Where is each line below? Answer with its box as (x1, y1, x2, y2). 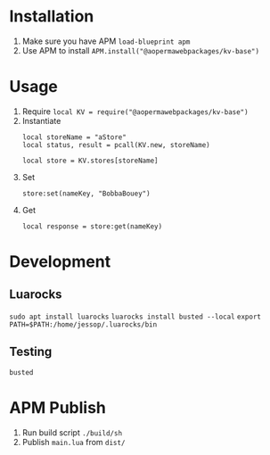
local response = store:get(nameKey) (21, 221, 163, 231)
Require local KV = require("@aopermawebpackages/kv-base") (21, 105, 249, 117)
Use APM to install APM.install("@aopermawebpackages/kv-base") (21, 45, 260, 55)
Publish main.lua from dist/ (21, 436, 126, 447)
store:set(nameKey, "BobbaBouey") (21, 189, 151, 198)
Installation (9, 6, 94, 27)
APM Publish (9, 397, 107, 418)
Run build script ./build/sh (21, 426, 123, 438)
